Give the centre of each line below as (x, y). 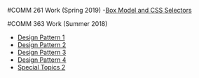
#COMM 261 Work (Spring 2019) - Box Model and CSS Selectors (99, 10)
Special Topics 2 (41, 67)
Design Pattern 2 (42, 45)
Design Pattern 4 (42, 60)
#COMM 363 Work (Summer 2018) (57, 24)
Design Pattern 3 (42, 52)
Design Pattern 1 (41, 37)
